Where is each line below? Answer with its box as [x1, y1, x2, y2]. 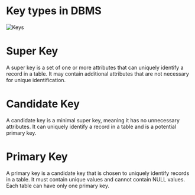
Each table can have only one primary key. [6, 182, 109, 189]
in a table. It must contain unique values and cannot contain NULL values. [6, 175, 185, 183]
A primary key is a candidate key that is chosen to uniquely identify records [6, 170, 190, 177]
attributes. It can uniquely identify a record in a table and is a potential [6, 123, 177, 130]
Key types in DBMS [6, 4, 102, 18]
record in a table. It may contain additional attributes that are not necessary [6, 70, 189, 77]
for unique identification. [6, 76, 66, 83]
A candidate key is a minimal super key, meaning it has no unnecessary [6, 116, 180, 123]
